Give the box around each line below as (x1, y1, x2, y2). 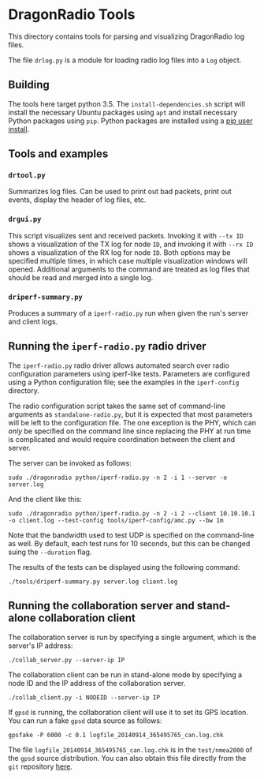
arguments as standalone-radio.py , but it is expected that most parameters (8, 409, 253, 419)
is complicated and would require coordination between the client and (8, 434, 235, 444)
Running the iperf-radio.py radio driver (8, 339, 206, 353)
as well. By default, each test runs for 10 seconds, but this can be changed (8, 538, 251, 548)
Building (8, 78, 50, 92)
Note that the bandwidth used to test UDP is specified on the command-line (8, 530, 255, 540)
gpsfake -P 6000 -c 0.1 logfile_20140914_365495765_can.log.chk (8, 731, 224, 739)
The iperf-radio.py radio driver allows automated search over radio (8, 361, 230, 370)
